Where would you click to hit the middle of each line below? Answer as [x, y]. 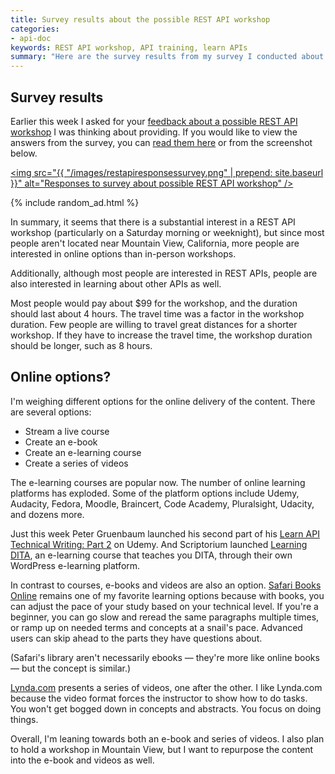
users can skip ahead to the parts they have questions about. [136, 638]
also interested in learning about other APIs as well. [116, 283]
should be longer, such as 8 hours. [81, 345]
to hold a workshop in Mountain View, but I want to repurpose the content [162, 749]
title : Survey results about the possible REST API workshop [140, 19]
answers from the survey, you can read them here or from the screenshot [161, 142]
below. [24, 153]
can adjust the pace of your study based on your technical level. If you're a [164, 606]
